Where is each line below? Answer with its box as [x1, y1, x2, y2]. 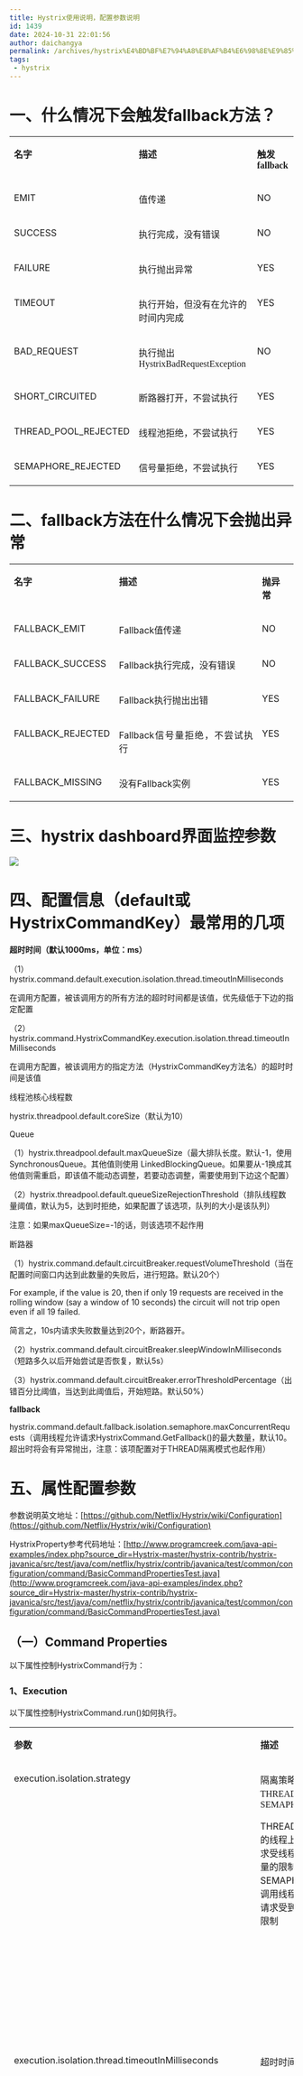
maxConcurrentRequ [213, 1421, 290, 1432]
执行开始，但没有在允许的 [138, 298, 248, 310]
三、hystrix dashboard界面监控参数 [9, 826, 277, 846]
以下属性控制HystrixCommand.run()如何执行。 [9, 1707, 182, 1718]
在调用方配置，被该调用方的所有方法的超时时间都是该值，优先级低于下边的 [9, 992, 286, 1002]
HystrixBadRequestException [138, 358, 246, 369]
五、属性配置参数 [9, 1478, 137, 1499]
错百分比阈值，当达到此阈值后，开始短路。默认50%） [9, 1386, 209, 1397]
